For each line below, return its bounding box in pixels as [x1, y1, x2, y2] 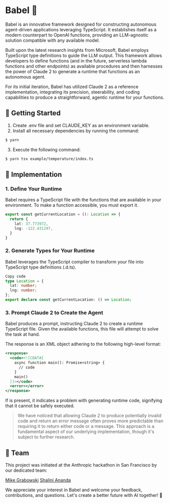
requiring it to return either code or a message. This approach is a [17, 423, 155, 429]
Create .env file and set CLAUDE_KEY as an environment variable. [12, 122, 150, 128]
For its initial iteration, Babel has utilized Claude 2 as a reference [5, 83, 139, 90]
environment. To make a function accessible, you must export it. [5, 202, 139, 208]
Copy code [5, 274, 26, 279]
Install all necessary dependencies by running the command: [12, 128, 140, 134]
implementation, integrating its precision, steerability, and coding [5, 89, 140, 95]
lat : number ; [10, 283, 37, 288]
